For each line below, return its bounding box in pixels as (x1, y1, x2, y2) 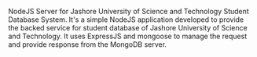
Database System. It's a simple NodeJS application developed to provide (8, 15, 244, 24)
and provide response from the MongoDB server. (8, 40, 167, 49)
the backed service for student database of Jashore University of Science (8, 23, 248, 32)
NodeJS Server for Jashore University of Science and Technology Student (8, 7, 249, 16)
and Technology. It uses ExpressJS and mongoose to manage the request (8, 31, 248, 41)
